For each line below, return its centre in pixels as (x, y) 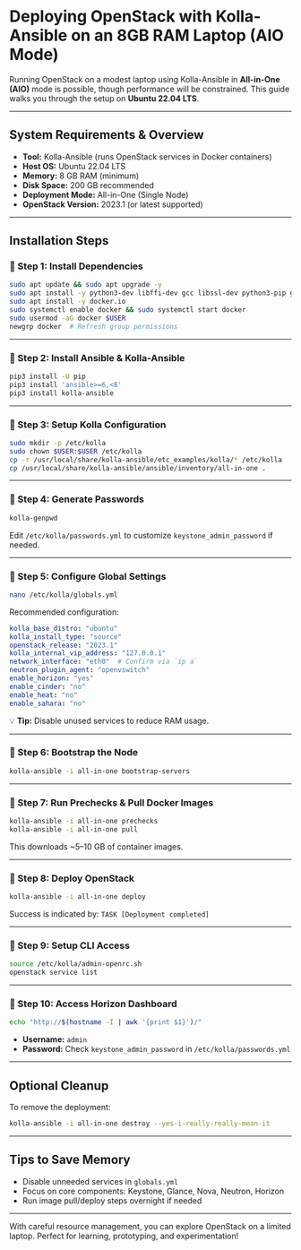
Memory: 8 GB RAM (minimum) (81, 176)
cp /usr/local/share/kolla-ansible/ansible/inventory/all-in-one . (138, 468)
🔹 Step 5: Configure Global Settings (88, 576)
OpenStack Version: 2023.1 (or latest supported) (112, 204)
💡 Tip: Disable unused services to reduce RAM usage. (109, 720)
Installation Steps (59, 241)
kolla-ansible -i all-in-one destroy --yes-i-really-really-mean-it (140, 1123)
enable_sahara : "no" (48, 703)
